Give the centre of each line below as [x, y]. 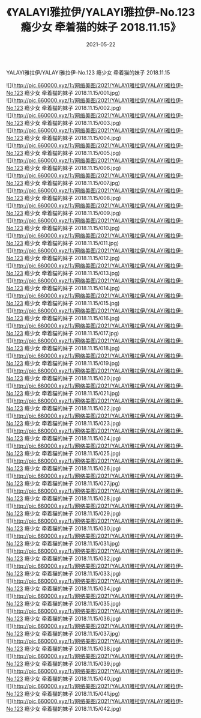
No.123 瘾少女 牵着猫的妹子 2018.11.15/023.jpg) [64, 423]
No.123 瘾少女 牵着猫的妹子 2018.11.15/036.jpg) [64, 618]
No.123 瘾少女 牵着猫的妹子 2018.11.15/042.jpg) [64, 708]
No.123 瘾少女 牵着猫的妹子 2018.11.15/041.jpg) [63, 693]
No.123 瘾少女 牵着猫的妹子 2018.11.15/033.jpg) [64, 573]
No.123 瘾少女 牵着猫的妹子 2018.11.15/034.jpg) [64, 588]
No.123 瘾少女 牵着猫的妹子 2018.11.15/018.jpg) [63, 348]
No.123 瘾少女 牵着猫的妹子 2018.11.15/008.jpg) [64, 198]
